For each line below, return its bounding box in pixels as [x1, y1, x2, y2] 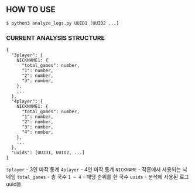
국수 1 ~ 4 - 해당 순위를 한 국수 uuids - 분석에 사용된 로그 [57, 173, 189, 181]
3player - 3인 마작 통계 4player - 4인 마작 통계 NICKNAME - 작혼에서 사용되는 [6, 166, 182, 173]
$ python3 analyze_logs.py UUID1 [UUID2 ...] [6, 20, 119, 26]
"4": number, [21, 129, 54, 136]
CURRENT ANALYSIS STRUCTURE [6, 33, 105, 42]
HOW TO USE [6, 5, 56, 15]
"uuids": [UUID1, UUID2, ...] [11, 150, 85, 156]
